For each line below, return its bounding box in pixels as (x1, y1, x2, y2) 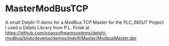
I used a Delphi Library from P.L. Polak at (5, 24, 90, 30)
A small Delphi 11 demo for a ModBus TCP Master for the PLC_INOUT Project (5, 19, 164, 25)
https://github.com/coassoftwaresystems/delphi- (5, 30, 107, 36)
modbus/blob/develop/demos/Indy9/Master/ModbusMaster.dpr (5, 35, 137, 41)
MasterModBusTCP (5, 3, 89, 14)
